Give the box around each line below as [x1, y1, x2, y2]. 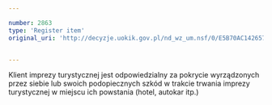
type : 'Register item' [8, 26, 85, 35]
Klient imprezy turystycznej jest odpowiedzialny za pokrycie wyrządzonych [8, 70, 260, 80]
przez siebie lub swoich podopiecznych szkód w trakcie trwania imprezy [8, 78, 251, 89]
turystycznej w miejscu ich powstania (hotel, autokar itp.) [8, 87, 199, 97]
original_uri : [8, 34, 57, 42]
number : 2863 [8, 19, 53, 27]
